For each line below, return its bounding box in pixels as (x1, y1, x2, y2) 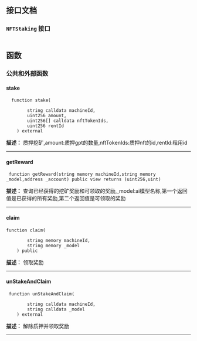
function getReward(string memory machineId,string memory (8, 172, 157, 178)
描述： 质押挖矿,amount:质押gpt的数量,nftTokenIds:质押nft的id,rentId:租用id (6, 139, 188, 146)
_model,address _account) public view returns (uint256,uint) (6, 176, 161, 183)
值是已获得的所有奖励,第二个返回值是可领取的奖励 (6, 195, 126, 202)
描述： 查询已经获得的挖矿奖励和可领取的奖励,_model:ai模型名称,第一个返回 (6, 187, 188, 195)
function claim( (6, 227, 46, 233)
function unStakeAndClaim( (8, 291, 75, 297)
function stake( (11, 97, 51, 104)
